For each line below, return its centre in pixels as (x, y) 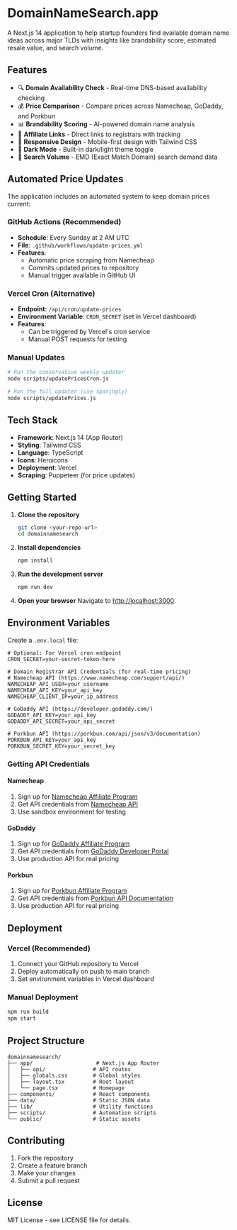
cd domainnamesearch (48, 534)
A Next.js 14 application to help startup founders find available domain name (118, 33)
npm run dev (35, 587)
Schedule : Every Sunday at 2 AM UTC (73, 237)
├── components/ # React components (79, 1094)
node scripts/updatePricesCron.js (58, 379)
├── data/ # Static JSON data (79, 1100)
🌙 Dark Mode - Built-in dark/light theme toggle (86, 149)
